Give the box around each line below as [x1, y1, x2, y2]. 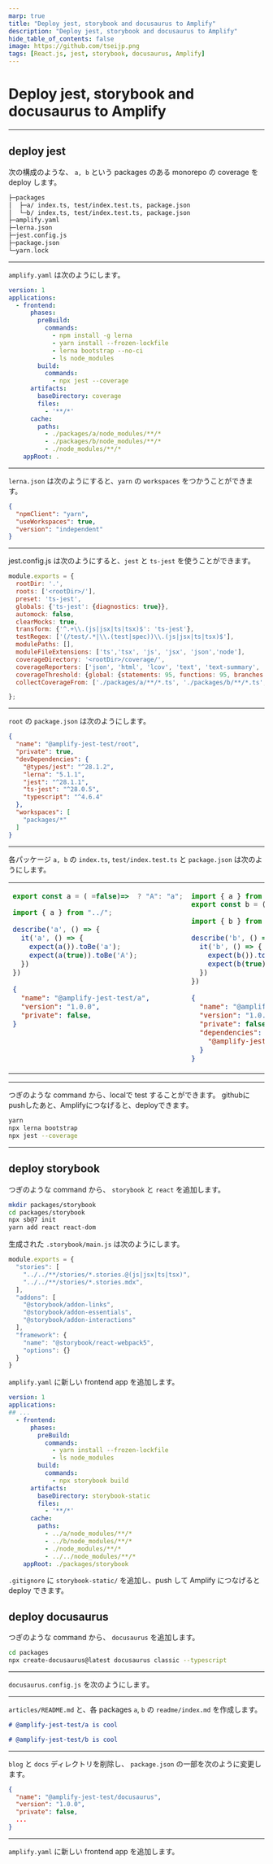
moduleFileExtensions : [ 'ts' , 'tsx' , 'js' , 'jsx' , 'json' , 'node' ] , [15, 648, 245, 656]
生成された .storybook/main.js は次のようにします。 [8, 1239, 184, 1249]
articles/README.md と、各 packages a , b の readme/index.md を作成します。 [8, 1704, 262, 1714]
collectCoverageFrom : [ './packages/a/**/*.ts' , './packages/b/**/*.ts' [15, 678, 264, 686]
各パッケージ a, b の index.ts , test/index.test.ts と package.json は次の [8, 854, 256, 864]
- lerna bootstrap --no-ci [51, 347, 144, 355]
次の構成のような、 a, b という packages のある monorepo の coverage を [8, 167, 258, 177]
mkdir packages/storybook [8, 1201, 96, 1209]
